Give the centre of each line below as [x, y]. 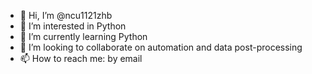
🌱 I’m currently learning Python [83, 36]
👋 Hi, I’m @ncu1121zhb [66, 15]
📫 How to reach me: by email [81, 58]
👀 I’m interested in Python [73, 26]
